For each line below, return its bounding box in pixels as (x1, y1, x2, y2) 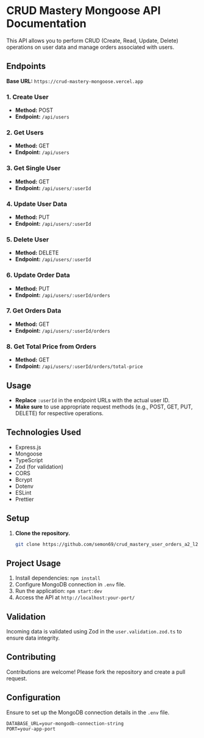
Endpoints (6, 61, 46, 72)
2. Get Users (6, 128, 44, 136)
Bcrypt (15, 476, 32, 483)
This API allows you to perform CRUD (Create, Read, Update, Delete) (6, 37, 178, 44)
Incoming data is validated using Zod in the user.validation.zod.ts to (6, 628, 182, 635)
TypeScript (15, 456, 43, 463)
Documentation (6, 17, 87, 31)
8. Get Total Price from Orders (6, 342, 96, 350)
